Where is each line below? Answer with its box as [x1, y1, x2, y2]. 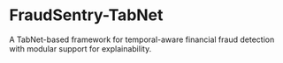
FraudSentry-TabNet [9, 5, 164, 25]
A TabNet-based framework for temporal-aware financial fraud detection [9, 34, 275, 45]
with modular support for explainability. [9, 43, 152, 53]
